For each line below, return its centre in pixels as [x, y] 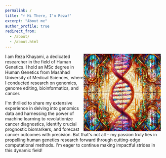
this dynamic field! [24, 150]
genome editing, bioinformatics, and [42, 88]
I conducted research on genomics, [41, 83]
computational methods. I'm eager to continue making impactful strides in [80, 145]
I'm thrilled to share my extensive [39, 103]
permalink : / [19, 10]
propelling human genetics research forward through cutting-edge [73, 140]
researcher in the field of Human [38, 61]
